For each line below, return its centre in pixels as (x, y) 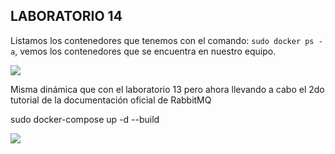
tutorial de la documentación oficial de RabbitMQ (111, 100)
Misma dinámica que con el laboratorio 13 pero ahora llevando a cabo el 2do (167, 89)
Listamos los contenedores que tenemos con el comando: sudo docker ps (162, 40)
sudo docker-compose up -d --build (85, 119)
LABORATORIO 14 (66, 16)
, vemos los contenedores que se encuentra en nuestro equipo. (145, 51)
